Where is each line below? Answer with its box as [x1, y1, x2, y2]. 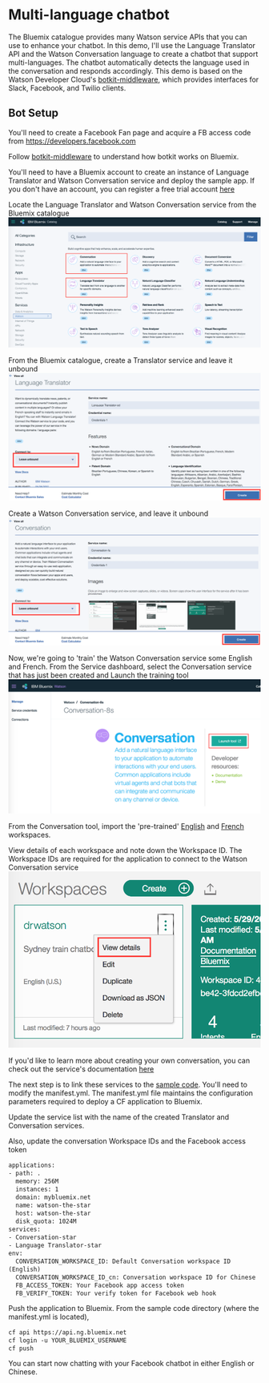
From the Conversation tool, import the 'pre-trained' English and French [8, 821, 244, 830]
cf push [8, 1344, 34, 1353]
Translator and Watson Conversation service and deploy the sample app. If [8, 175, 255, 185]
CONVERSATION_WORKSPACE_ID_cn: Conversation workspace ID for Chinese [15, 1273, 256, 1281]
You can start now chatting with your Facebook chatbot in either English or [8, 1358, 255, 1368]
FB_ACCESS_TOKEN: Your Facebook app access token [15, 1281, 184, 1289]
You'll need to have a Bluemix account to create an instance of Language [8, 167, 250, 177]
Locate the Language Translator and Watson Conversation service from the [8, 199, 257, 209]
